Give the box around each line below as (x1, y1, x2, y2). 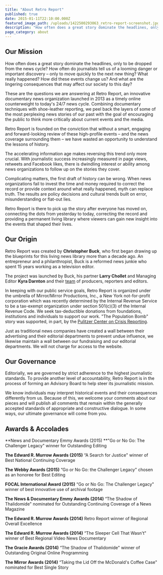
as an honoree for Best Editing (5, 472, 65, 478)
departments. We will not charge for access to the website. (5, 343, 123, 349)
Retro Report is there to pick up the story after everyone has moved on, (5, 205, 147, 211)
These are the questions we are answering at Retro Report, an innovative (5, 90, 150, 96)
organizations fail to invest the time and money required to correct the (5, 181, 145, 186)
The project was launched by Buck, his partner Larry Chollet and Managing (5, 273, 156, 279)
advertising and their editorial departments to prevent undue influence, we (5, 333, 154, 339)
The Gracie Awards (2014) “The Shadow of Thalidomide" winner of (5, 545, 140, 551)
